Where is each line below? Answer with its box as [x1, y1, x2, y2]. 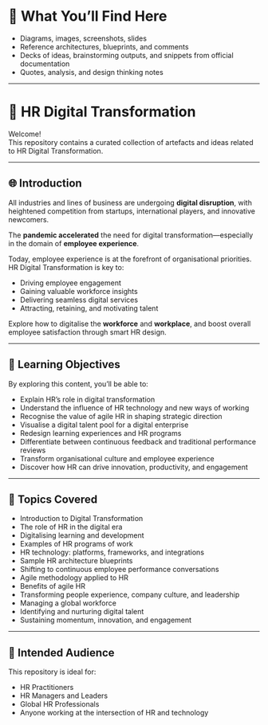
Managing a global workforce [19, 598, 117, 608]
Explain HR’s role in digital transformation [19, 394, 156, 404]
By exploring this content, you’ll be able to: [8, 378, 149, 389]
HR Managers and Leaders [19, 691, 108, 700]
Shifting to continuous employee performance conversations [19, 565, 219, 574]
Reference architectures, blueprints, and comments [19, 41, 189, 51]
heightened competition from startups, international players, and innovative [8, 206, 255, 216]
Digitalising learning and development [19, 531, 145, 540]
